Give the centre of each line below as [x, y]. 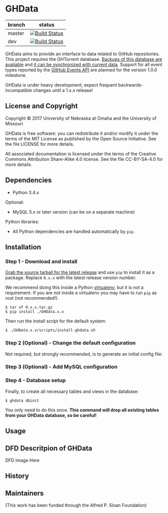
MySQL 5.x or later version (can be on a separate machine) [73, 212]
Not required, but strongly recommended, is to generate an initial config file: [84, 354]
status [47, 25]
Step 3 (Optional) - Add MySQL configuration [61, 367]
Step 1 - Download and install [41, 261]
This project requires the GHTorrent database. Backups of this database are [84, 59]
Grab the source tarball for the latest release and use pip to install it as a [80, 273]
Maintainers [25, 493]
